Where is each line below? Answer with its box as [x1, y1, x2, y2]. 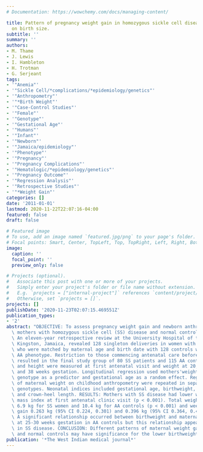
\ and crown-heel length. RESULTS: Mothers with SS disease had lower [11, 391, 193, 397]
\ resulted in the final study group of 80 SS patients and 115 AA [11, 357, 185, 364]
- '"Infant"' [6, 133, 39, 139]
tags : [6, 76, 20, 83]
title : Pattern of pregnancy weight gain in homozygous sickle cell [6, 19, 182, 26]
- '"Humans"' [6, 127, 39, 133]
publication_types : [6, 312, 56, 319]
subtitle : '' [6, 31, 39, 37]
